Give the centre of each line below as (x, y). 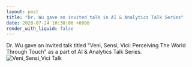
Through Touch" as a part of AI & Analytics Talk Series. (74, 52)
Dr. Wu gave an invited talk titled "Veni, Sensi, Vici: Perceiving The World (96, 45)
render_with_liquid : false (40, 28)
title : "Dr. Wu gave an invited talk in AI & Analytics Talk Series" (95, 17)
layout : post (22, 12)
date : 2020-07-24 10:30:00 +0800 (48, 23)
